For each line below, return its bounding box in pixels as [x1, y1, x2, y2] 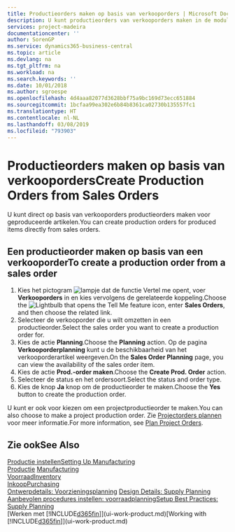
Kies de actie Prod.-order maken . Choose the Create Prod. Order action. [17, 368, 227, 377]
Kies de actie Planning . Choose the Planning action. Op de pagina [17, 338, 208, 346]
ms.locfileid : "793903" [7, 127, 77, 134]
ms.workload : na [7, 69, 55, 76]
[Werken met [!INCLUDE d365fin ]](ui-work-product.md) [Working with [7, 509, 207, 518]
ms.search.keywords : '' [7, 75, 77, 83]
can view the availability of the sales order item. [17, 360, 155, 369]
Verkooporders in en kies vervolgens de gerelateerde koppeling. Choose [17, 293, 227, 302]
